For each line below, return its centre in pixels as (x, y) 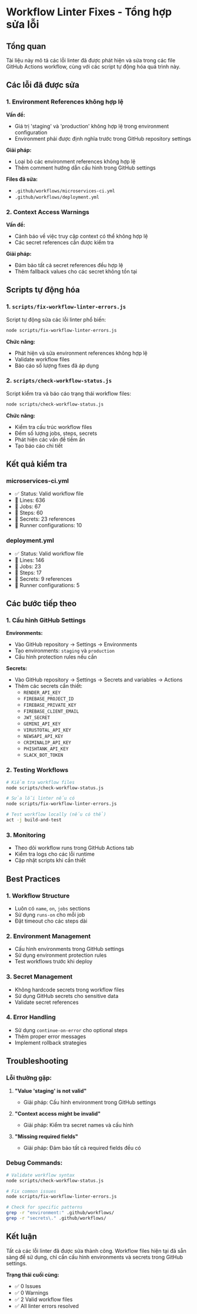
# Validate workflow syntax (41, 1175)
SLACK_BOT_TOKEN (43, 756)
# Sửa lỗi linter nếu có (41, 799)
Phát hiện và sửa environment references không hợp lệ (81, 353)
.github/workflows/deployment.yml (57, 197)
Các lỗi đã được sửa (43, 85)
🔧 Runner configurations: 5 (47, 585)
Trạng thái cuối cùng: (33, 1275)
